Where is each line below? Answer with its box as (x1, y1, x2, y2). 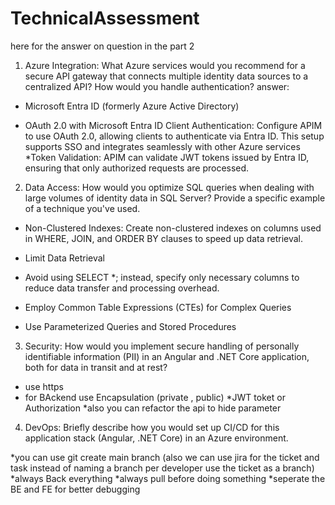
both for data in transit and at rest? (24, 361, 168, 373)
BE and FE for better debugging (10, 483, 141, 495)
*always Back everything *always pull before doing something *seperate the (10, 472, 326, 484)
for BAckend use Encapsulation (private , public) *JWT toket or (24, 391, 286, 403)
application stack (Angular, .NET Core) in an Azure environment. (24, 432, 289, 444)
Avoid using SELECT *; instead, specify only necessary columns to (24, 271, 300, 283)
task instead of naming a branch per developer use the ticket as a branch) (10, 462, 315, 474)
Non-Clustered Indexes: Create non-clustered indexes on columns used (24, 222, 322, 234)
